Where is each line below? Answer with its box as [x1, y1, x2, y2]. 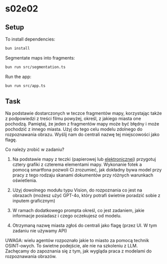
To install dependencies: [5, 36, 56, 42]
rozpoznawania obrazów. [5, 253, 57, 259]
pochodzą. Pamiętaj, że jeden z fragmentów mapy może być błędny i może [5, 121, 160, 127]
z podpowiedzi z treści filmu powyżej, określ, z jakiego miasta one [5, 115, 141, 121]
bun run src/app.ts [5, 83, 46, 88]
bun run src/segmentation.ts [5, 64, 66, 69]
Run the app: [5, 73, 31, 79]
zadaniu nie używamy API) [12, 228, 67, 234]
